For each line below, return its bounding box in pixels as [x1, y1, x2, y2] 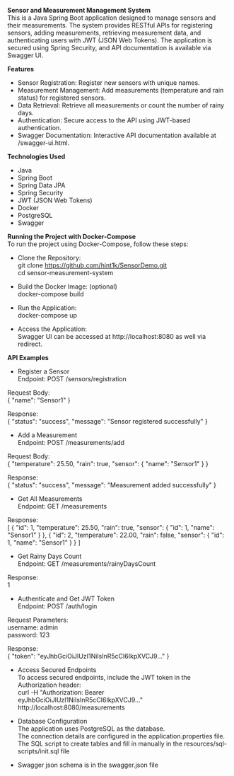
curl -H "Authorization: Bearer [17, 688, 105, 696]
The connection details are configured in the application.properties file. [17, 732, 225, 740]
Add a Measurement [17, 431, 78, 439]
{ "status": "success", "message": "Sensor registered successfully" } [7, 417, 209, 425]
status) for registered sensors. [17, 93, 106, 102]
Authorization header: [17, 681, 81, 689]
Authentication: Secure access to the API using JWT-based [17, 116, 191, 124]
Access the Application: [17, 325, 87, 333]
